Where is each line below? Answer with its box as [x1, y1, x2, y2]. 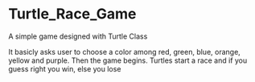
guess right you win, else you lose [8, 64, 121, 73]
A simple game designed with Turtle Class [8, 31, 148, 41]
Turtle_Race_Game [8, 5, 137, 23]
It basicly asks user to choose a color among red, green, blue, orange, [8, 47, 241, 56]
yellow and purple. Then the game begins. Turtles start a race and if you [8, 55, 248, 65]
